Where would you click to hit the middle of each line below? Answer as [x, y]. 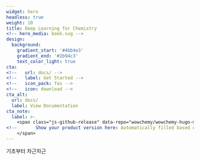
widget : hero [22, 12]
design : [16, 39]
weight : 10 [20, 23]
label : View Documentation [45, 106]
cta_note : [18, 111]
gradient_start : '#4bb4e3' [50, 51]
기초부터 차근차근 [26, 151]
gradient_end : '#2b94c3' [48, 56]
